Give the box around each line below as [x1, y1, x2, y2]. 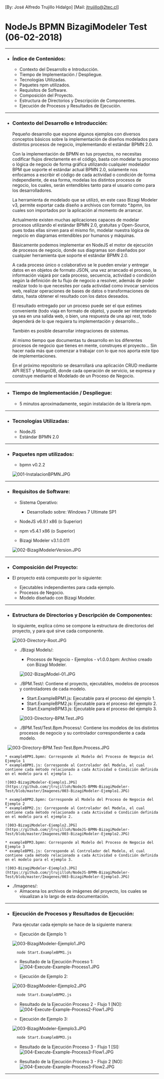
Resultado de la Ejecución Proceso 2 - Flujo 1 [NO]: [19, 1002, 123, 1007]
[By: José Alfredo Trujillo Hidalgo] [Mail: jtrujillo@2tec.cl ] [5, 4, 119, 10]
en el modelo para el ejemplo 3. [5, 857, 73, 862]
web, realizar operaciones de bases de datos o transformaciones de [12, 288, 150, 294]
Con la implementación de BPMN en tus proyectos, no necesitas [12, 151, 142, 156]
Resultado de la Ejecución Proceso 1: [19, 959, 94, 965]
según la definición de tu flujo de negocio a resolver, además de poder [12, 277, 155, 283]
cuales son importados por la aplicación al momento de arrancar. [12, 207, 143, 213]
